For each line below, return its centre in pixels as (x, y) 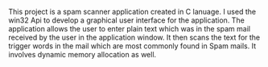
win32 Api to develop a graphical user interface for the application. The (127, 20)
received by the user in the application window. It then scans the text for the (134, 37)
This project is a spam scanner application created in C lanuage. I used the (132, 12)
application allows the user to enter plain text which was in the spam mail (130, 29)
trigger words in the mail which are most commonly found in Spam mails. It (132, 46)
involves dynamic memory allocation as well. (82, 54)
